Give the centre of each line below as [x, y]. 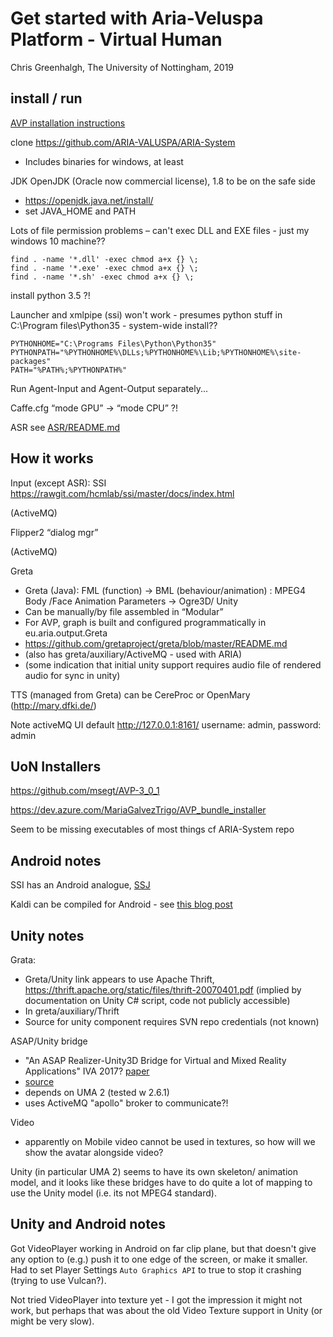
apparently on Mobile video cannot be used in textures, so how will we [170, 1141]
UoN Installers [56, 766]
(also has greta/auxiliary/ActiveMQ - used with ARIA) [133, 654]
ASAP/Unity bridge [49, 1041]
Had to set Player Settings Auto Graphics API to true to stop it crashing [156, 1269]
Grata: [23, 960]
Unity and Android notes [88, 1224]
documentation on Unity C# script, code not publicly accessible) [157, 1000]
